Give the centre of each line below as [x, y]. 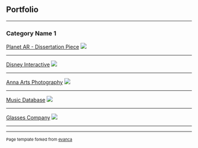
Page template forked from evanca [39, 140]
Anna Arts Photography [34, 83]
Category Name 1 [31, 33]
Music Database [26, 100]
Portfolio [22, 10]
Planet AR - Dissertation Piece [43, 47]
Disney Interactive [28, 65]
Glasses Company [28, 118]
